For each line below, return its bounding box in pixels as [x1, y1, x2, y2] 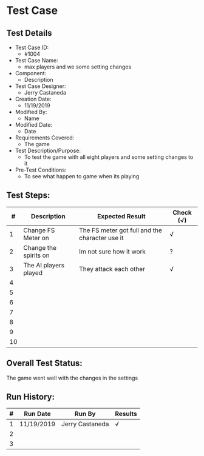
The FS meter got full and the [78, 226, 163, 234]
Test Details [6, 28, 53, 38]
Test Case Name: [15, 57, 59, 64]
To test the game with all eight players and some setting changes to [24, 153, 194, 161]
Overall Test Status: [6, 358, 83, 369]
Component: [15, 70, 47, 76]
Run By [75, 410, 96, 418]
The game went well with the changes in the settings [6, 374, 138, 381]
